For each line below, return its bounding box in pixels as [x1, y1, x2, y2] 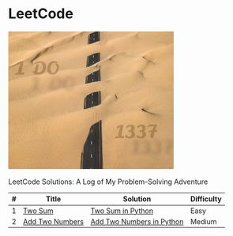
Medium [190, 216, 217, 226]
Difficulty [190, 194, 223, 204]
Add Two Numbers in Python [90, 216, 184, 226]
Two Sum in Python [90, 206, 154, 215]
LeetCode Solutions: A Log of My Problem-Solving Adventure [8, 177, 209, 186]
